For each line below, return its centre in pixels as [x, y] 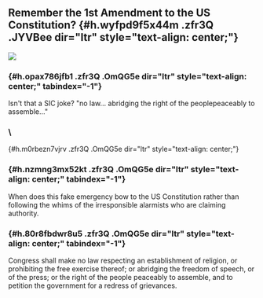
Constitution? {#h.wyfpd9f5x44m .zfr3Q [111, 26]
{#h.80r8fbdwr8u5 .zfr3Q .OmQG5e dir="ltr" [97, 234]
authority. [24, 213]
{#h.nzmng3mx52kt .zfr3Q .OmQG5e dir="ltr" [99, 170]
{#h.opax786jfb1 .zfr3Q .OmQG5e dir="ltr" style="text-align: [128, 76]
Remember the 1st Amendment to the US [109, 13]
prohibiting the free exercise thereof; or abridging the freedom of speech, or [131, 269]
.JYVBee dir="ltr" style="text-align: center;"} [124, 37]
